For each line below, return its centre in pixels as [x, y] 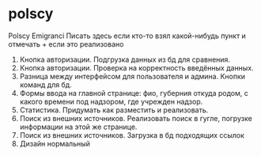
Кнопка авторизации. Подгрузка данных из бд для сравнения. [125, 59]
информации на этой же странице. [78, 127]
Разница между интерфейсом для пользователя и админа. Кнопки [132, 76]
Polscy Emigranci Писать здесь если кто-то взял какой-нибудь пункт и [127, 36]
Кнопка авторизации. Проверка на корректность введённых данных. [137, 67]
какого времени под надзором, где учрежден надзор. [111, 101]
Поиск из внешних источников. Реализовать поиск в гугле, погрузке [136, 118]
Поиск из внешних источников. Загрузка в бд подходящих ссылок [132, 135]
